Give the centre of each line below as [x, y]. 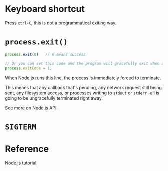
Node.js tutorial [21, 163]
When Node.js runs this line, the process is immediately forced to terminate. [83, 78]
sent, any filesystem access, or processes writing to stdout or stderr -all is [82, 93]
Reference [27, 149]
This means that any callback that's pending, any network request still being [84, 87]
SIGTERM [21, 127]
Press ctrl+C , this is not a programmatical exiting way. [61, 23]
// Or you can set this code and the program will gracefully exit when [82, 63]
